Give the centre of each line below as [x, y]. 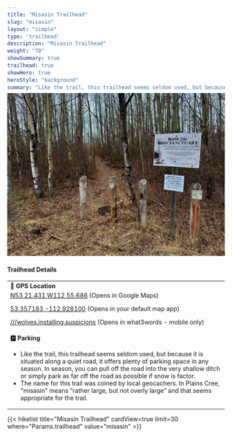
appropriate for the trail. [54, 398]
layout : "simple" [32, 29]
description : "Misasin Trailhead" [57, 44]
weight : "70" [26, 51]
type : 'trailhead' [33, 37]
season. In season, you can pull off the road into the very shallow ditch [120, 368]
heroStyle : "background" [43, 80]
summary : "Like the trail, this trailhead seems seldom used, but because [117, 87]
